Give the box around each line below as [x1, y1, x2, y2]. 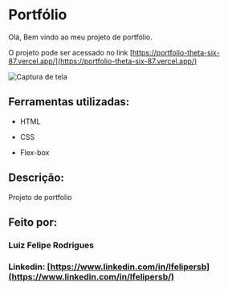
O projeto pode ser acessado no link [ [8, 47, 133, 57]
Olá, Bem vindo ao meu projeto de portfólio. [8, 32, 153, 42]
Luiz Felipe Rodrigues [8, 239, 95, 251]
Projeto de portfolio [8, 192, 72, 202]
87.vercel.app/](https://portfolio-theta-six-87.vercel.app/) [8, 56, 197, 66]
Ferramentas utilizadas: [8, 95, 130, 109]
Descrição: [8, 171, 64, 185]
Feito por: [8, 215, 58, 229]
